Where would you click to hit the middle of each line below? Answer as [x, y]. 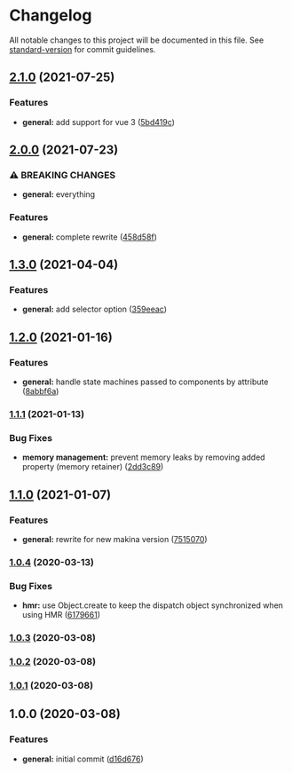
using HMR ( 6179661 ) [61, 615]
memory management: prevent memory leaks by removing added [143, 457]
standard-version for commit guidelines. [83, 49]
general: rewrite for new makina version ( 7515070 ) [114, 539]
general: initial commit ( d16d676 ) [83, 759]
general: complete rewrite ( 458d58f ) [90, 237]
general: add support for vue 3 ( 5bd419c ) [99, 122]
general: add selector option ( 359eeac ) [94, 309]
